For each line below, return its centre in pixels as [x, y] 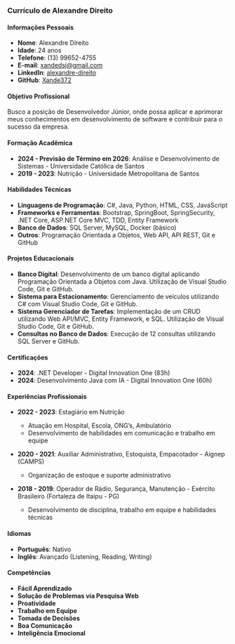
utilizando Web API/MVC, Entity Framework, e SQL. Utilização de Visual [121, 319]
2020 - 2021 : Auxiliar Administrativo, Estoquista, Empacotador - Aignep [121, 454]
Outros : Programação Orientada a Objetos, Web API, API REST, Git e [116, 235]
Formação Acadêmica [40, 143]
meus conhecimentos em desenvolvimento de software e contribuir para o [115, 119]
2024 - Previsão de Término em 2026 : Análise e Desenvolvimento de [118, 158]
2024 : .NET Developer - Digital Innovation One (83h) [94, 373]
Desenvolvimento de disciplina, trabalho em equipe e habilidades [122, 510]
